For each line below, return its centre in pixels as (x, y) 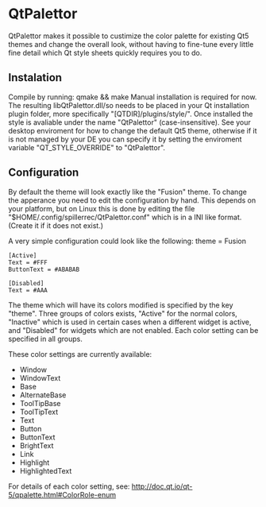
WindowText (40, 377)
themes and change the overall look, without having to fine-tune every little (131, 44)
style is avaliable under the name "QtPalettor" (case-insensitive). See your (130, 122)
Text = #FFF (28, 262)
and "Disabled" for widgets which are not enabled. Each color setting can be (133, 330)
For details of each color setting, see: (69, 486)
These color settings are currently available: (80, 354)
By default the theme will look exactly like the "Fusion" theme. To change (128, 192)
